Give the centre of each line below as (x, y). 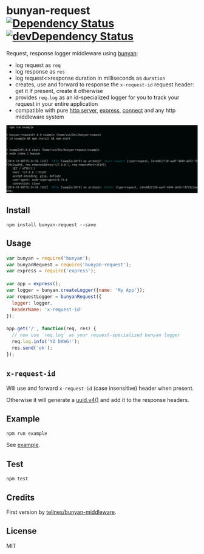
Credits (21, 497)
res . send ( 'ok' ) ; (32, 348)
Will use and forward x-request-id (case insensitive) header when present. (100, 388)
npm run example (27, 434)
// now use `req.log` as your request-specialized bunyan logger (96, 335)
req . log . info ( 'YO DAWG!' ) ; (46, 342)
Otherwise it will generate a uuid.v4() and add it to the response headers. (98, 400)
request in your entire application (56, 103)
